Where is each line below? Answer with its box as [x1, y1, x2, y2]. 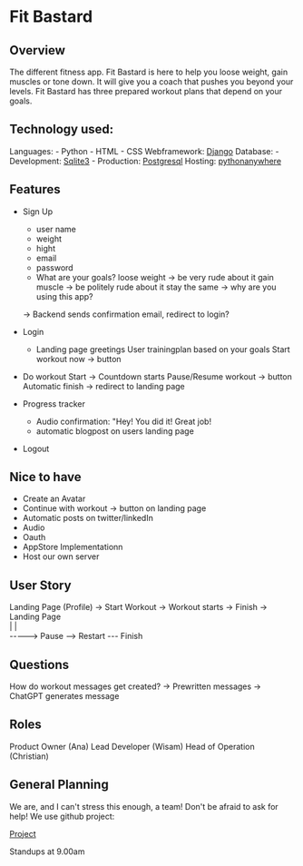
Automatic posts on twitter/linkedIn [22, 513, 154, 524]
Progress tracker [22, 398, 86, 409]
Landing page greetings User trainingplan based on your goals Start [35, 343, 290, 355]
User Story [9, 577, 72, 593]
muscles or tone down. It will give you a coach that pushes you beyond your [9, 76, 294, 87]
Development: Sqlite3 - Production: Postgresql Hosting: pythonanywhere [9, 155, 282, 166]
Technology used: [9, 122, 114, 137]
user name [35, 223, 77, 234]
